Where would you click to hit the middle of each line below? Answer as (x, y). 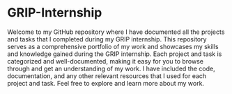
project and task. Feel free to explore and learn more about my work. (106, 83)
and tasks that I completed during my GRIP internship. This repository (107, 39)
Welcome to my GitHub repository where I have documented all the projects (116, 32)
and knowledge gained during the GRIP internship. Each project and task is (115, 54)
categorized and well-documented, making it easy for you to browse (106, 61)
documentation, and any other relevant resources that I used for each (107, 76)
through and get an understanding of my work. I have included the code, (111, 68)
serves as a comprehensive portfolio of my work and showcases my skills (113, 46)
